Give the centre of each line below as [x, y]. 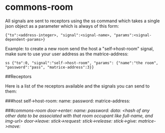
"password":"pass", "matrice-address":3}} [50, 67]
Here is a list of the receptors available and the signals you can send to [78, 86]
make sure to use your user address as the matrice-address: [67, 54]
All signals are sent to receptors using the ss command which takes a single [82, 21]
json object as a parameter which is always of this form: [62, 26]
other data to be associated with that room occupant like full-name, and [79, 116]
